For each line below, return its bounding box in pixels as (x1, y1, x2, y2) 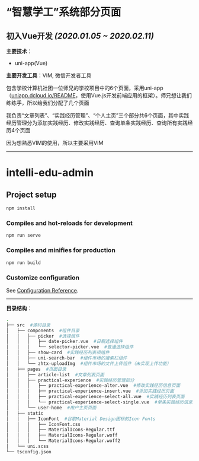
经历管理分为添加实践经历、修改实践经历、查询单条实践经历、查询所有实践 (6, 119, 188, 126)
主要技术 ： (6, 48, 33, 55)
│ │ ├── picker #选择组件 (6, 333, 80, 339)
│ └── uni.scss (6, 443, 49, 450)
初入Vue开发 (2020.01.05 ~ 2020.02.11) (6, 31, 154, 41)
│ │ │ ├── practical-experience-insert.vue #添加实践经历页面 (6, 388, 175, 395)
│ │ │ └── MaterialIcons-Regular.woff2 (6, 438, 120, 444)
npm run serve (6, 233, 41, 239)
